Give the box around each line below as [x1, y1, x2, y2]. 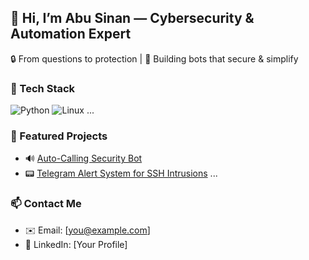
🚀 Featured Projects [10, 129, 108, 143]
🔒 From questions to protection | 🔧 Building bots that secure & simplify [10, 52, 299, 65]
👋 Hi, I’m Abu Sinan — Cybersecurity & [10, 10, 255, 27]
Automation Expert [10, 26, 132, 43]
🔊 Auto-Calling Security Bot [24, 152, 143, 165]
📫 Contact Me [10, 197, 82, 211]
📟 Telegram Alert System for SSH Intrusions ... [24, 167, 218, 180]
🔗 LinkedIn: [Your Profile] [24, 238, 128, 250]
